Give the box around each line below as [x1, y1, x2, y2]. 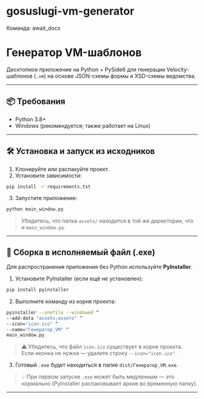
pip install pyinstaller [6, 287, 69, 293]
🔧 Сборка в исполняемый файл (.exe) [6, 247, 155, 257]
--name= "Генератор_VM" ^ [6, 327, 69, 333]
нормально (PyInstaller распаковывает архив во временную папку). [21, 380, 198, 387]
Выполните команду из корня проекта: [15, 297, 117, 305]
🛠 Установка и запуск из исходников [6, 146, 155, 156]
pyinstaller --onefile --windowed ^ [6, 309, 99, 316]
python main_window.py [6, 206, 64, 212]
